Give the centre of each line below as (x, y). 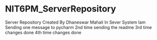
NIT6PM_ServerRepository (60, 9)
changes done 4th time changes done (43, 32)
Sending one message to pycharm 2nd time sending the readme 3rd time (78, 27)
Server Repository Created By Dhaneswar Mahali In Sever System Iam (75, 22)
